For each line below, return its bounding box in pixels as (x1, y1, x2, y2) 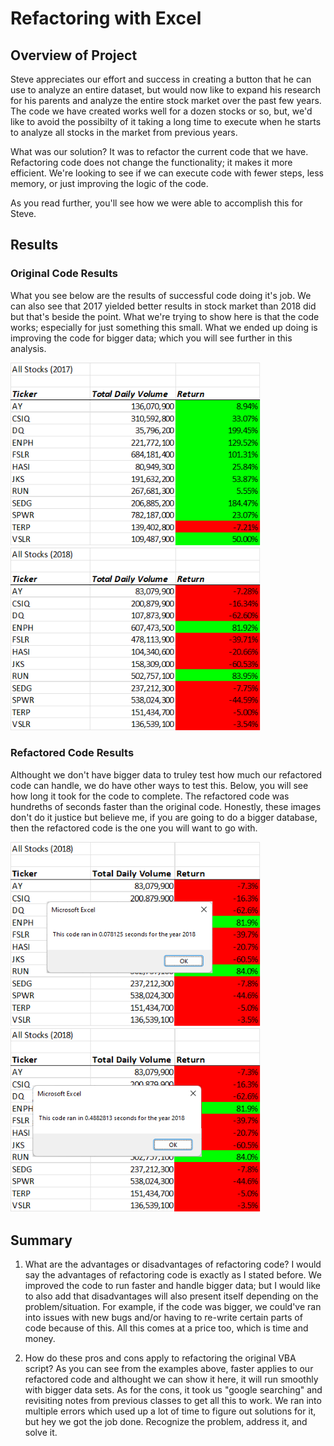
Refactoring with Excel (10, 7, 202, 30)
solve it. (24, 1427, 58, 1439)
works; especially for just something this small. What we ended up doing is (10, 321, 318, 333)
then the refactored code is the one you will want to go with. (10, 822, 258, 834)
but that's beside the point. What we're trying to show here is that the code (10, 310, 320, 322)
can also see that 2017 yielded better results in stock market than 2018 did (10, 300, 317, 312)
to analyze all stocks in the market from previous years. (10, 127, 238, 138)
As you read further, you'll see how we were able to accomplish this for (10, 197, 303, 209)
